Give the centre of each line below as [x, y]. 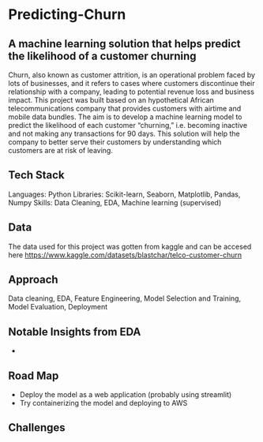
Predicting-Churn [67, 15]
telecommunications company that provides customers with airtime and [125, 109]
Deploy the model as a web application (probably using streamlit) [126, 395]
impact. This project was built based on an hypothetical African [111, 100]
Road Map [34, 375]
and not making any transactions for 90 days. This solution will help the [124, 133]
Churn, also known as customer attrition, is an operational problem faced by [131, 75]
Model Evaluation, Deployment [58, 307]
